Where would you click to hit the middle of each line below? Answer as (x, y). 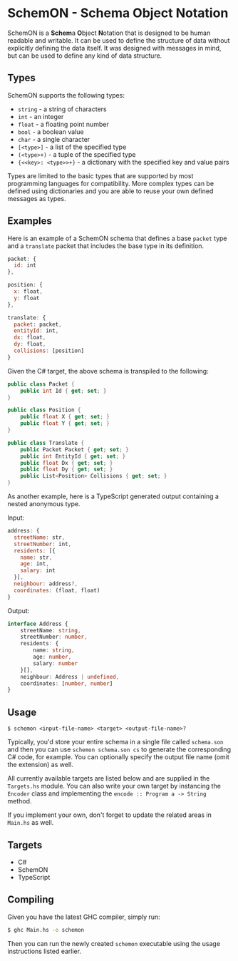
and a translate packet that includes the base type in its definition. (106, 246)
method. (20, 801)
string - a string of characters (62, 109)
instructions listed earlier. (45, 951)
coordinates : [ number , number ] (67, 683)
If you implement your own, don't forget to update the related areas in (109, 815)
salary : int (38, 571)
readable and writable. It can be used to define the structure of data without (119, 40)
